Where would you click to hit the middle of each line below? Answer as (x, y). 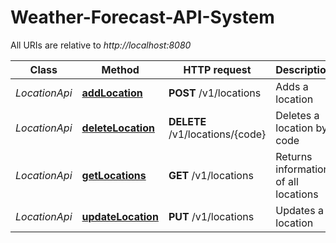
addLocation (112, 93)
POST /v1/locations (215, 93)
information (302, 169)
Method (120, 69)
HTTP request (217, 69)
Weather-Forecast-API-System (142, 17)
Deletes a (297, 115)
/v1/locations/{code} (217, 134)
